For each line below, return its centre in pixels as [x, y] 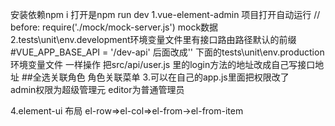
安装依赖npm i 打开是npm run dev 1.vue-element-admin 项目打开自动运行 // [165, 14]
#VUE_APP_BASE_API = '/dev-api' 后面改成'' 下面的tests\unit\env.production [167, 52]
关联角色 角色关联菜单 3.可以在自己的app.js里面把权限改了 [169, 77]
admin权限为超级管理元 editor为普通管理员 [97, 89]
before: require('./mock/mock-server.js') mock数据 [114, 27]
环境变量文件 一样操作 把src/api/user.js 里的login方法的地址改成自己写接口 [163, 64]
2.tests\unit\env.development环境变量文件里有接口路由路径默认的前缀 [153, 39]
